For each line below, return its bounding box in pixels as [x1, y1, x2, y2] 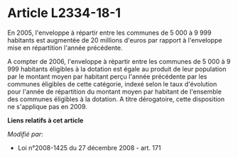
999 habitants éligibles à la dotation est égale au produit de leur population [7, 64, 227, 73]
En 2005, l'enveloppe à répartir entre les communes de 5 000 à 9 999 [7, 28, 212, 37]
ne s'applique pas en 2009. [7, 102, 87, 111]
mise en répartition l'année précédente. [7, 43, 123, 52]
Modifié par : [7, 130, 44, 138]
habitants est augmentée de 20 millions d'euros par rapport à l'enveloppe [7, 35, 222, 44]
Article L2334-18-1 [7, 5, 121, 21]
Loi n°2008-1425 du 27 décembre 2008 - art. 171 [17, 143, 161, 152]
